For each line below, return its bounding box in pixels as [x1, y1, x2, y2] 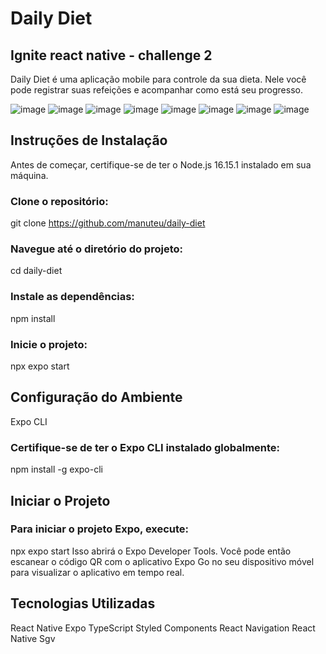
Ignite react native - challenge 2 [10, 47, 213, 64]
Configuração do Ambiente [10, 389, 183, 406]
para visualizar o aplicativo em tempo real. [10, 566, 185, 578]
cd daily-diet [10, 265, 63, 277]
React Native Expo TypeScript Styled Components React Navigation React [10, 622, 316, 634]
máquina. [10, 169, 49, 181]
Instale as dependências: [10, 290, 135, 304]
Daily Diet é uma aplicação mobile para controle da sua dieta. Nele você [10, 73, 307, 85]
